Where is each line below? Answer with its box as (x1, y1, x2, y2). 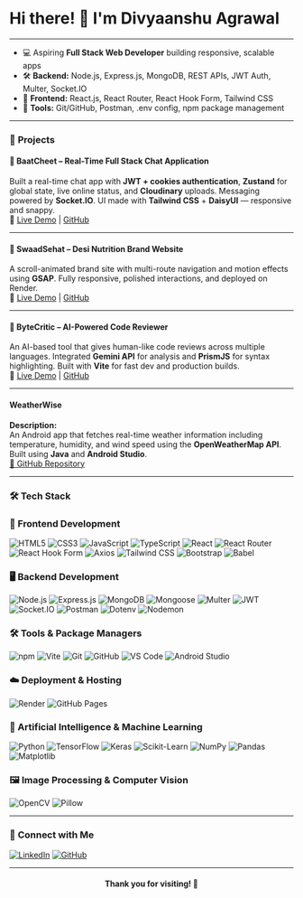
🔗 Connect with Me (9, 828, 95, 841)
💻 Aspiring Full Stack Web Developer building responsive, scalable (22, 47, 275, 58)
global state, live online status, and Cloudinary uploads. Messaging (9, 185, 260, 197)
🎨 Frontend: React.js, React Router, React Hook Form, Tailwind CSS (22, 92, 273, 103)
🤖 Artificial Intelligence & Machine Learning (9, 720, 203, 733)
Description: (9, 419, 57, 430)
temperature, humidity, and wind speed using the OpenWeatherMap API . (9, 438, 282, 450)
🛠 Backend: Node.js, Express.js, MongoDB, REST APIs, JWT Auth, (22, 70, 271, 80)
